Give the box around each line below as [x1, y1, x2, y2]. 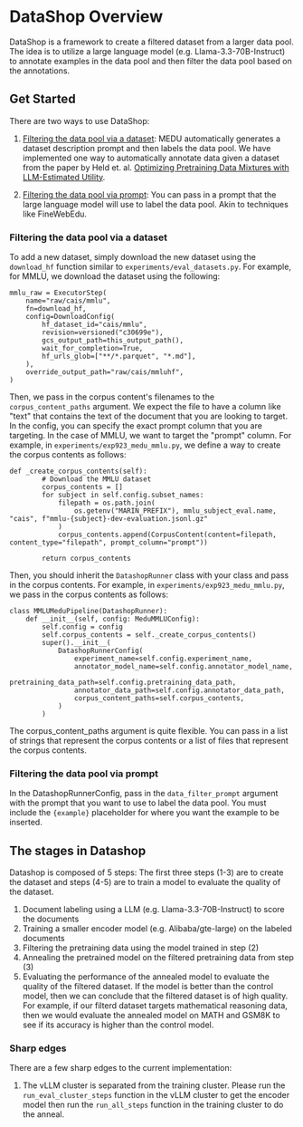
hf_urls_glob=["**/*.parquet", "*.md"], [42, 352, 196, 361]
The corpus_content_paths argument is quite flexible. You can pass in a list [9, 726, 289, 737]
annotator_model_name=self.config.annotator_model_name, [73, 662, 294, 671]
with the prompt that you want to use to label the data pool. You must [9, 797, 267, 808]
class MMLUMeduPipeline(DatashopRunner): [9, 607, 168, 616]
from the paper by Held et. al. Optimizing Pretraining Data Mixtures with [22, 161, 289, 173]
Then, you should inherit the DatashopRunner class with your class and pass [9, 570, 289, 581]
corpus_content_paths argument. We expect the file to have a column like [9, 401, 282, 412]
